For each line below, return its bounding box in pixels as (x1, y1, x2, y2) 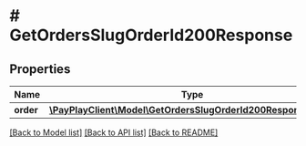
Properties (9, 61, 71, 77)
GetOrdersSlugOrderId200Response (9, 25, 293, 46)
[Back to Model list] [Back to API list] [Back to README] (9, 127, 219, 138)
